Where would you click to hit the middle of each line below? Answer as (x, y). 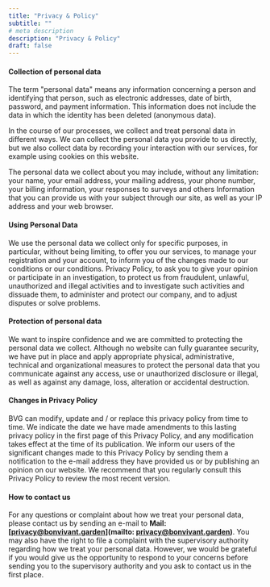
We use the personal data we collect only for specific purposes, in (118, 243)
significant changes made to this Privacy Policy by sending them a (118, 452)
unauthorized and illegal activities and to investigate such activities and (127, 285)
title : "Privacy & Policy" (54, 16)
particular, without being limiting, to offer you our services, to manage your (133, 252)
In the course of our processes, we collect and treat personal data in (122, 131)
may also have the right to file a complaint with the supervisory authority (129, 540)
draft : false (30, 46)
